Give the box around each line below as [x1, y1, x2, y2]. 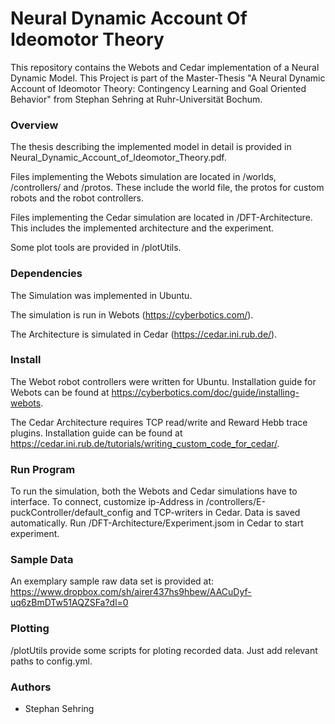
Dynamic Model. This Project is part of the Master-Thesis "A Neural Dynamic [10, 72, 326, 84]
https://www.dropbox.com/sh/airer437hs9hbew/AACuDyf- [10, 586, 252, 598]
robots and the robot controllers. [10, 192, 145, 204]
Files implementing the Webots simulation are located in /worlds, [10, 171, 277, 183]
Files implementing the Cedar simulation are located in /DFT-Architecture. [10, 212, 313, 224]
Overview [10, 118, 59, 132]
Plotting [10, 622, 50, 636]
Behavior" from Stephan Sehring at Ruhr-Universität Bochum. [10, 93, 263, 105]
